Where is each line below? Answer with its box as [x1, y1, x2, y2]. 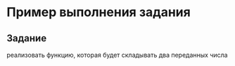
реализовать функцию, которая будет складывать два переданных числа [6, 51, 228, 59]
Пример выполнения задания [6, 4, 191, 20]
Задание [6, 32, 47, 44]
